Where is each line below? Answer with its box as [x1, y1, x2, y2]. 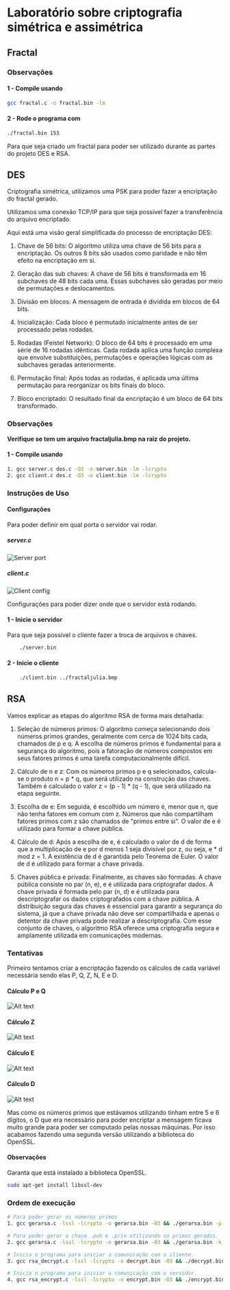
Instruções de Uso [7, 488, 70, 498]
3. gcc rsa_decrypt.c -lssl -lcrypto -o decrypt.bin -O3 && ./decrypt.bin [7, 1258, 225, 1265]
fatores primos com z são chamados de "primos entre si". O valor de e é [16, 817, 221, 825]
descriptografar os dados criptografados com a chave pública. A [16, 895, 200, 903]
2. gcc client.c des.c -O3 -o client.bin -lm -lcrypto [7, 472, 167, 479]
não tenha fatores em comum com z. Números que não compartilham [16, 809, 214, 818]
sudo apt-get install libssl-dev [7, 1182, 103, 1189]
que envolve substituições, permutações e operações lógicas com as [16, 354, 214, 362]
